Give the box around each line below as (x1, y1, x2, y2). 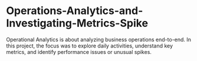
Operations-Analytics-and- (6, 4, 143, 18)
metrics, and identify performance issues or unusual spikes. (6, 48, 152, 55)
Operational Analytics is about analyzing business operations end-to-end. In (6, 36, 192, 43)
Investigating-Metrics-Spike (6, 16, 149, 30)
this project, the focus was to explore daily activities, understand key (6, 42, 173, 49)
